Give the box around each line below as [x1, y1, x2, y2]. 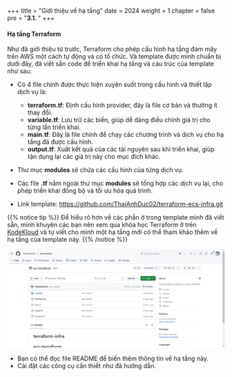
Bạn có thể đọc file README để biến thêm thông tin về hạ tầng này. [17, 354, 209, 362]
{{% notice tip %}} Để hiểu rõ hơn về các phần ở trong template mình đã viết [7, 213, 224, 222]
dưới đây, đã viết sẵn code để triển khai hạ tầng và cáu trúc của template [7, 59, 214, 68]
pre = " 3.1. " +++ [7, 14, 55, 22]
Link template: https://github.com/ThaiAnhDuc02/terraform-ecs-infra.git [17, 200, 223, 209]
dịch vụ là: [17, 88, 47, 96]
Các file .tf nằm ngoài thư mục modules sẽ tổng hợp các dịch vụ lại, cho [17, 180, 224, 188]
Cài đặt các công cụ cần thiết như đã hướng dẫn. [17, 362, 157, 370]
